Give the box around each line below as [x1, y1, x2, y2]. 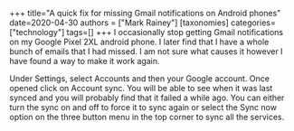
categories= [230, 17, 276, 28]
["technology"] [9, 27, 65, 37]
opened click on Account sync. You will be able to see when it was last [9, 83, 273, 93]
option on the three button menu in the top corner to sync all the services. [9, 112, 285, 122]
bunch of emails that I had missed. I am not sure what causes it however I [9, 46, 283, 57]
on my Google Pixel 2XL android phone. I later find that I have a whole [9, 36, 270, 47]
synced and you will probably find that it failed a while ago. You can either [9, 92, 285, 103]
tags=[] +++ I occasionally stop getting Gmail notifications [66, 27, 284, 37]
